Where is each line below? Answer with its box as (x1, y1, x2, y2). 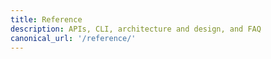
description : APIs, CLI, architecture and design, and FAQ (10, 24, 262, 34)
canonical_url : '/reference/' (10, 33, 137, 43)
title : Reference (10, 14, 83, 25)
